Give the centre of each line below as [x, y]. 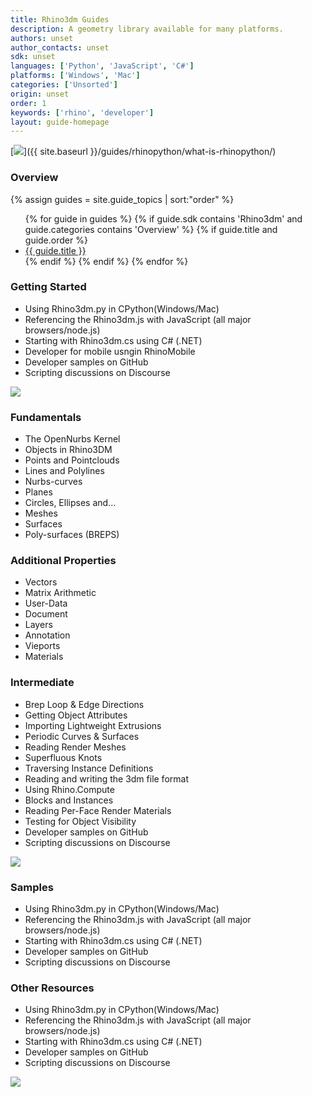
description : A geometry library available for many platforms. [147, 29]
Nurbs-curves [53, 482]
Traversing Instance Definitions [89, 768]
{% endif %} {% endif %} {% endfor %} [106, 261]
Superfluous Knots [63, 757]
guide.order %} [56, 240]
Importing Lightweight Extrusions [93, 725]
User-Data [46, 603]
